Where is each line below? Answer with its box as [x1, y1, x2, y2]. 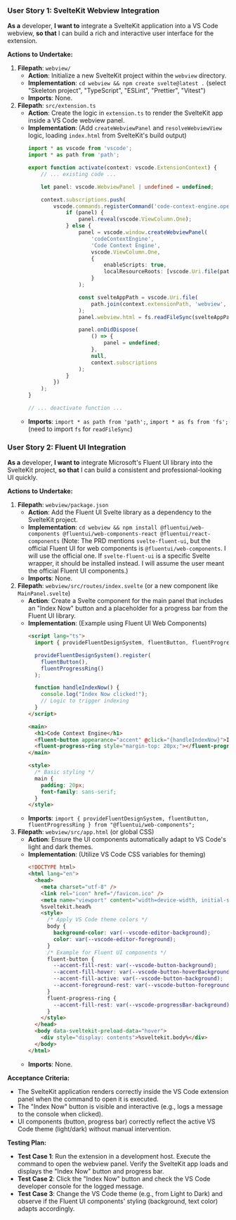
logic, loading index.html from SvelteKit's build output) [27, 131, 188, 139]
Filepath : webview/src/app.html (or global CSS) [17, 828, 155, 836]
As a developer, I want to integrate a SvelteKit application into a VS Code [7, 22, 218, 30]
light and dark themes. [27, 842, 93, 851]
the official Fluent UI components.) [27, 566, 129, 575]
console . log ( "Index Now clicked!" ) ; [41, 691, 148, 698]
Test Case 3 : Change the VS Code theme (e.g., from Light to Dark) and [17, 1189, 223, 1197]
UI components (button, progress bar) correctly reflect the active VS [17, 1117, 216, 1126]
